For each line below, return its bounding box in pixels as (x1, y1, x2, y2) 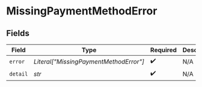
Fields (6, 28, 30, 38)
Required (150, 46, 177, 54)
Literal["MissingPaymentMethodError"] (34, 57, 145, 65)
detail (9, 70, 28, 77)
